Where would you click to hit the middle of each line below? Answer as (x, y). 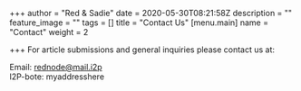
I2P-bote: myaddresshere (57, 77)
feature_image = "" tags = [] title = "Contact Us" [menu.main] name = (139, 23)
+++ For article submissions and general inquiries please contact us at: (142, 50)
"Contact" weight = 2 (49, 32)
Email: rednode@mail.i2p (56, 67)
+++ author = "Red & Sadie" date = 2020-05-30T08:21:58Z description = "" (151, 13)
